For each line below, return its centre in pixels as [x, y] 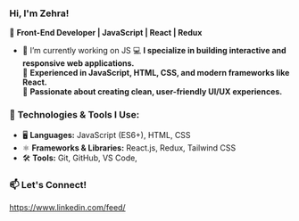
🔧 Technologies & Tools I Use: [75, 115]
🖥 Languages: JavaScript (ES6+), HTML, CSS [106, 135]
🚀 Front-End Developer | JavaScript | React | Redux [106, 33]
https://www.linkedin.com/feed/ [68, 207]
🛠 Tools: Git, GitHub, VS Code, [80, 158]
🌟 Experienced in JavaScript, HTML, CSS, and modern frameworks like [156, 73]
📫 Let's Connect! [48, 184]
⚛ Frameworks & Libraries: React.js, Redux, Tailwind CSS [129, 147]
